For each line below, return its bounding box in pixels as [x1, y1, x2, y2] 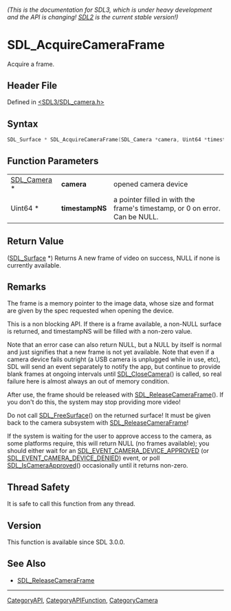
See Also [7, 558, 46, 570]
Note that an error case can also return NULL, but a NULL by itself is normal [7, 341, 222, 349]
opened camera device [113, 179, 188, 189]
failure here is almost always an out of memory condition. [7, 377, 170, 385]
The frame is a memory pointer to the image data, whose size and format [7, 299, 214, 308]
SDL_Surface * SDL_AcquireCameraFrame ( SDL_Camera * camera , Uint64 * [7, 137, 208, 143]
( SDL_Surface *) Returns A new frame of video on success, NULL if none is [7, 254, 221, 262]
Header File [7, 79, 58, 91]
